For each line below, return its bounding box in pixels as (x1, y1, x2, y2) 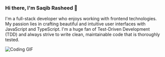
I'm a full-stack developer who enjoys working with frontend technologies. (5, 16, 157, 22)
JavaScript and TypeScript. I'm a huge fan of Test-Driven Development (5, 26, 150, 32)
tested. (5, 37, 20, 43)
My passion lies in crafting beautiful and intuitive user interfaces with (5, 21, 146, 27)
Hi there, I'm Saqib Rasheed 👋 (5, 4, 78, 11)
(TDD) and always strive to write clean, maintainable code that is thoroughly (5, 32, 160, 38)
